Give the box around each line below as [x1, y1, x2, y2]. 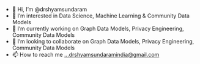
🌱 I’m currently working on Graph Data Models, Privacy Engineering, [12, 25, 185, 32]
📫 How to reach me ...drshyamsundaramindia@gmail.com [12, 51, 160, 58]
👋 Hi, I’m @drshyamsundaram [12, 6, 87, 13]
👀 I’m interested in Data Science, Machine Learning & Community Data [12, 12, 190, 19]
